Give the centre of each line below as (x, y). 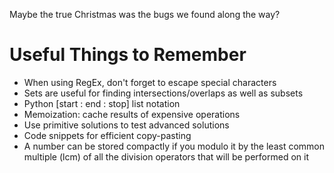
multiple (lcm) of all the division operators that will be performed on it (166, 156)
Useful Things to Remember (128, 55)
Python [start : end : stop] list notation (102, 103)
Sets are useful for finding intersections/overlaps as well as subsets (163, 93)
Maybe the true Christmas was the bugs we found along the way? (145, 14)
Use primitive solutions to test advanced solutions (126, 125)
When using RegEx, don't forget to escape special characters (150, 82)
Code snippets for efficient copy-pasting (107, 135)
